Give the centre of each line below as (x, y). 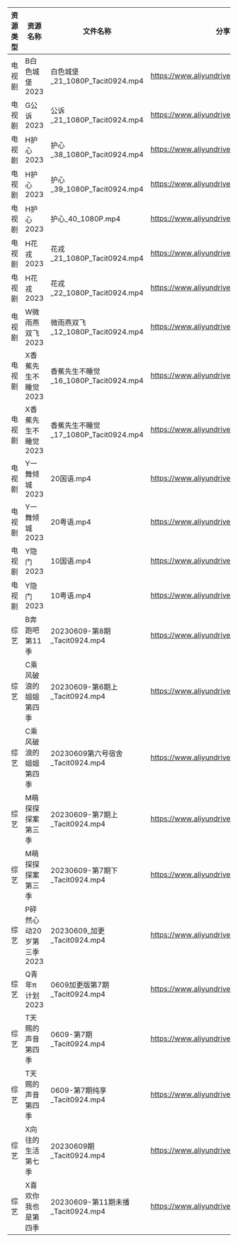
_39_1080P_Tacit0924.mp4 (97, 189)
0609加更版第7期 (80, 985)
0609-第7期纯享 (79, 1090)
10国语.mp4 (71, 561)
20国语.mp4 (71, 478)
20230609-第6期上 (84, 687)
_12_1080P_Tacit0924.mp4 (97, 332)
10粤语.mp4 (71, 595)
